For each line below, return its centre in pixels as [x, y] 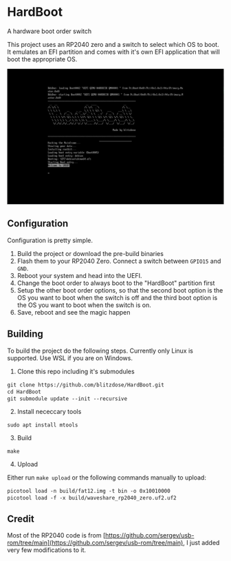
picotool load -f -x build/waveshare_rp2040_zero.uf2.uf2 [92, 498]
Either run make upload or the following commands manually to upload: [107, 478]
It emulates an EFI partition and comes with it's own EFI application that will [113, 52]
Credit [21, 519]
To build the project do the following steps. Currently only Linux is [100, 351]
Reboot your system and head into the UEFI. [79, 275]
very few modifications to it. [47, 550]
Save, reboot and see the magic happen [74, 312]
